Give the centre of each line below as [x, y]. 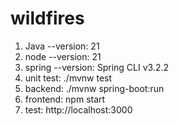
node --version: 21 [63, 56]
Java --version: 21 [62, 46]
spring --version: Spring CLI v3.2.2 [97, 67]
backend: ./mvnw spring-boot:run [94, 88]
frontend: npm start [65, 99]
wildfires [47, 18]
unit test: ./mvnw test [68, 78]
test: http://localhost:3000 [78, 109]
